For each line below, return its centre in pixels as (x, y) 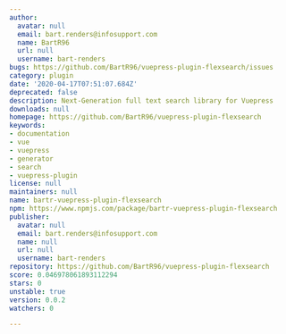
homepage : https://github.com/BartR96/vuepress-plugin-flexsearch (135, 117)
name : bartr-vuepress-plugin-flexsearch (86, 200)
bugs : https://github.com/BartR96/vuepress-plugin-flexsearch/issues (142, 68)
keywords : (28, 126)
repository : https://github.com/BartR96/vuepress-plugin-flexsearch (139, 267)
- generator (31, 159)
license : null (36, 184)
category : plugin (42, 76)
